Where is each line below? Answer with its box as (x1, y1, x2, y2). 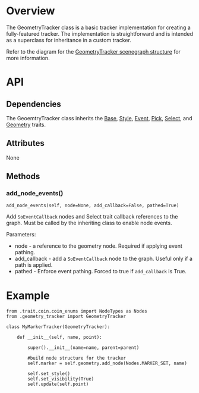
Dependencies (6, 99, 61, 109)
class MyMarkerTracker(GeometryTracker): (6, 324, 110, 330)
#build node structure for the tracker (27, 355, 127, 361)
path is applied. (14, 261, 53, 269)
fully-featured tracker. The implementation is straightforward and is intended (6, 30, 194, 37)
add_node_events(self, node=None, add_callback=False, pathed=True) (6, 202, 179, 209)
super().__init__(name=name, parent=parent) (27, 345, 140, 351)
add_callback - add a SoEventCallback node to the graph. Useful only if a (14, 255, 193, 263)
